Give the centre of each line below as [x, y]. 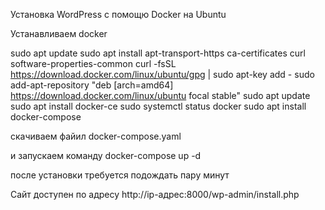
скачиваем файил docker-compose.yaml [96, 136]
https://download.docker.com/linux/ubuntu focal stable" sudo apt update [160, 95]
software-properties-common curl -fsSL [93, 63]
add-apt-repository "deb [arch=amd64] [92, 85]
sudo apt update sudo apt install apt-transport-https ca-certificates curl [158, 53]
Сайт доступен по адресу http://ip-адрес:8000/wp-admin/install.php [155, 194]
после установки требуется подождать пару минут [120, 175]
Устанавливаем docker [59, 33]
